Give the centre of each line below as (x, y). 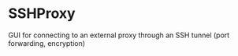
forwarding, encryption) (46, 43)
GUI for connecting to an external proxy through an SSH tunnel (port (119, 35)
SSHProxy (42, 14)
